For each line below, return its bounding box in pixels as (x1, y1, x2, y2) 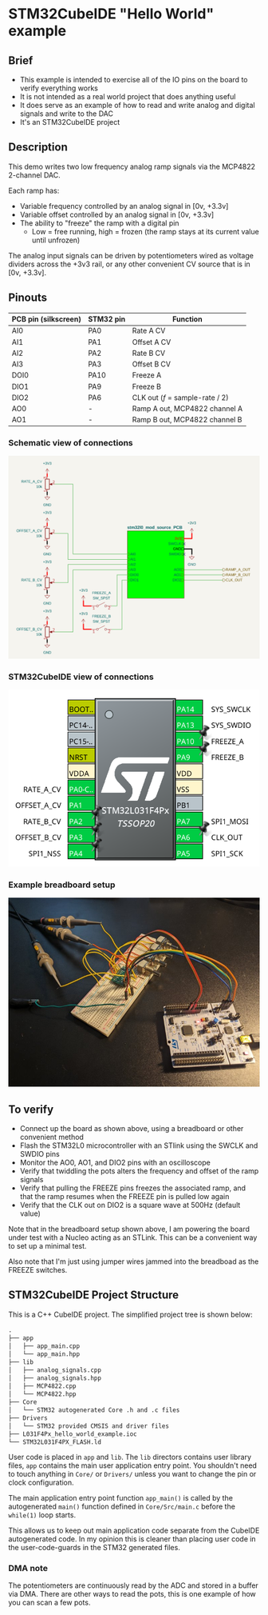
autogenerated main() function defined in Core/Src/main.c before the (8, 1501, 235, 1511)
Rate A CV (132, 326, 166, 336)
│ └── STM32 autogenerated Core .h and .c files (8, 1405, 180, 1414)
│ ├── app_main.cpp (8, 1341, 81, 1350)
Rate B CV (132, 348, 166, 358)
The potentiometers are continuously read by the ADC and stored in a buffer (8, 1581, 259, 1590)
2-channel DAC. (8, 170, 61, 180)
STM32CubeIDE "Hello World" (8, 5, 215, 23)
